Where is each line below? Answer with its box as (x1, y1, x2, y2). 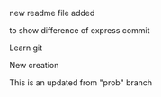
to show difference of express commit (9, 25, 150, 35)
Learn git (9, 42, 43, 53)
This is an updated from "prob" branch (9, 77, 153, 88)
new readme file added (9, 8, 95, 18)
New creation (9, 60, 59, 70)
